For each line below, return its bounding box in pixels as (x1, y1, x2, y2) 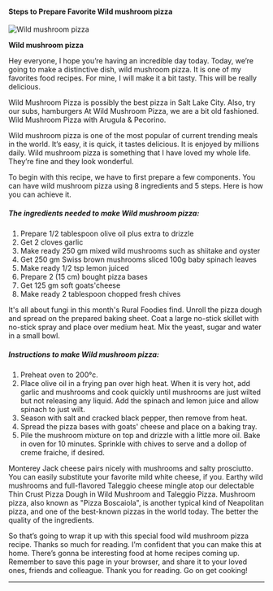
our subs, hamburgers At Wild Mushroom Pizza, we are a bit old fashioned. (8, 106, 259, 116)
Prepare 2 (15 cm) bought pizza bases (19, 272, 148, 282)
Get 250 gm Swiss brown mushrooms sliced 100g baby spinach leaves (19, 254, 258, 264)
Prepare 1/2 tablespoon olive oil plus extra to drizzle (19, 228, 194, 239)
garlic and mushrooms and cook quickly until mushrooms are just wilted (19, 387, 262, 398)
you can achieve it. (8, 189, 71, 199)
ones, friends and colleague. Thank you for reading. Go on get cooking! (8, 566, 248, 576)
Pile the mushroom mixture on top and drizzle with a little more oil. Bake (19, 431, 261, 441)
